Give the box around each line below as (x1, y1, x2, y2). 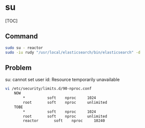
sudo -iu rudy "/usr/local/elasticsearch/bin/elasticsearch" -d (5, 50, 141, 55)
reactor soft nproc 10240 (23, 118, 105, 124)
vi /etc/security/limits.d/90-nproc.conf (5, 86, 92, 91)
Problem (5, 63, 32, 72)
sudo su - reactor (5, 45, 43, 50)
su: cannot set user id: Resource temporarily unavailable (5, 77, 120, 83)
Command (5, 32, 38, 41)
